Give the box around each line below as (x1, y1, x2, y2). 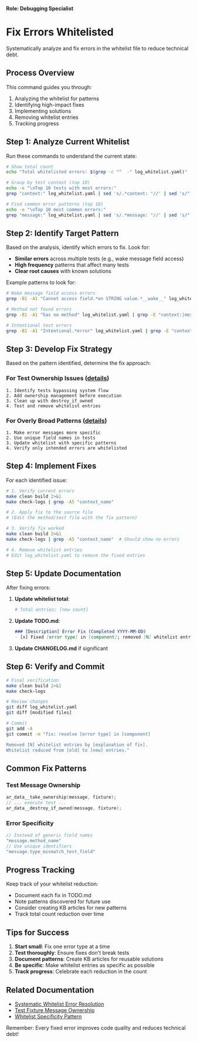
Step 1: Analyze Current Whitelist (6, 137, 130, 147)
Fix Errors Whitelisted (6, 26, 114, 39)
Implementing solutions (14, 107, 72, 114)
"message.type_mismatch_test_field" (6, 849, 96, 854)
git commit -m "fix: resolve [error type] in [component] (6, 731, 151, 737)
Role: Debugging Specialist (6, 5, 74, 12)
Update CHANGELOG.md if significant (14, 645, 108, 652)
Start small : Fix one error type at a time (14, 943, 110, 950)
